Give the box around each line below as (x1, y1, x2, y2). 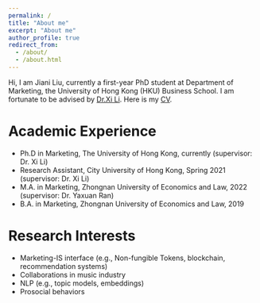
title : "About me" (8, 19, 69, 27)
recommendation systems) (19, 261, 108, 270)
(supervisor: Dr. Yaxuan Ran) (19, 190, 114, 200)
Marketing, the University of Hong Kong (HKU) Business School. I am (8, 86, 235, 95)
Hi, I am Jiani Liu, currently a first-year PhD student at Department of (8, 77, 234, 87)
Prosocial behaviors (19, 286, 85, 296)
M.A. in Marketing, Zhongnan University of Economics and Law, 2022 (19, 182, 248, 191)
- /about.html (15, 56, 62, 64)
